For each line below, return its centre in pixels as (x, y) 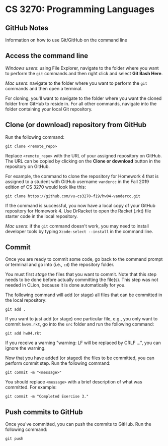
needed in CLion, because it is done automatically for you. (65, 285)
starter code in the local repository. (41, 216)
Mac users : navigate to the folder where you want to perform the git (76, 83)
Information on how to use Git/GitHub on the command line (66, 40)
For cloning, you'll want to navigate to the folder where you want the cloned (83, 98)
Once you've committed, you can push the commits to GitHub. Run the (78, 424)
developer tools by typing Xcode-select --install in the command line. (79, 231)
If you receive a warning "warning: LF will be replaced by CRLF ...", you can (83, 343)
